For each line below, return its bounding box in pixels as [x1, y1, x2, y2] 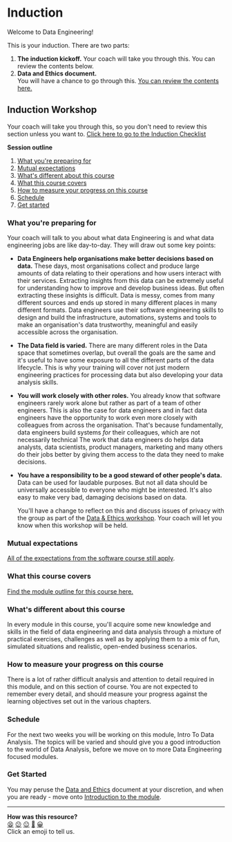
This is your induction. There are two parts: [7, 41, 130, 49]
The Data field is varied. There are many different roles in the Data [17, 341, 208, 350]
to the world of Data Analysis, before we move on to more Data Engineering [7, 745, 222, 753]
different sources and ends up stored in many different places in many [17, 299, 217, 307]
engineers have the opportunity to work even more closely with [17, 414, 198, 422]
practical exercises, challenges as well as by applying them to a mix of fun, [7, 634, 220, 643]
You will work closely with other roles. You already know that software [17, 392, 221, 400]
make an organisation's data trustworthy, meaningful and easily [17, 320, 198, 329]
